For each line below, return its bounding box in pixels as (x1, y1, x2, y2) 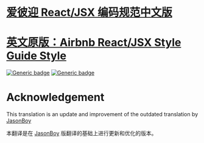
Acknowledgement (6, 91, 105, 104)
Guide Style (6, 49, 67, 63)
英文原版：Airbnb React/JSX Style (6, 36, 181, 49)
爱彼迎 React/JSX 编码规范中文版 (6, 5, 172, 19)
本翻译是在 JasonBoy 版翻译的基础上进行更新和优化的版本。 (6, 130, 157, 137)
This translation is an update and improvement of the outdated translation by (6, 111, 199, 118)
